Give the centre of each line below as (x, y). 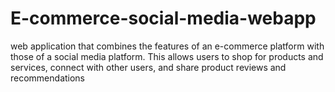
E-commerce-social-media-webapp (163, 18)
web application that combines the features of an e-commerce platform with (167, 46)
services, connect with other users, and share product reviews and (148, 67)
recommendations (48, 78)
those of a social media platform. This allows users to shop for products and (167, 56)
